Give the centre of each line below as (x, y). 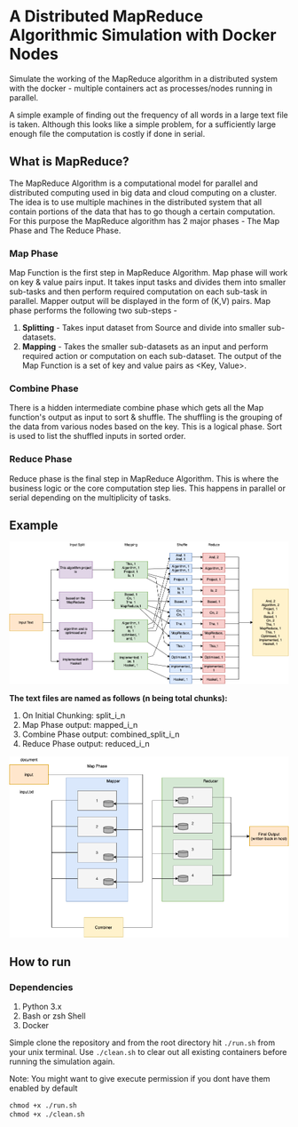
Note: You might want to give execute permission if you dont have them (140, 1079)
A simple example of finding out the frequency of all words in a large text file (149, 115)
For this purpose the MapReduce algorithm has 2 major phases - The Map (145, 220)
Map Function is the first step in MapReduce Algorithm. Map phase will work (149, 273)
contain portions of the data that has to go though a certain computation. (142, 212)
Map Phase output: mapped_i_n (80, 724)
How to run (40, 962)
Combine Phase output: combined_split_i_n (101, 734)
